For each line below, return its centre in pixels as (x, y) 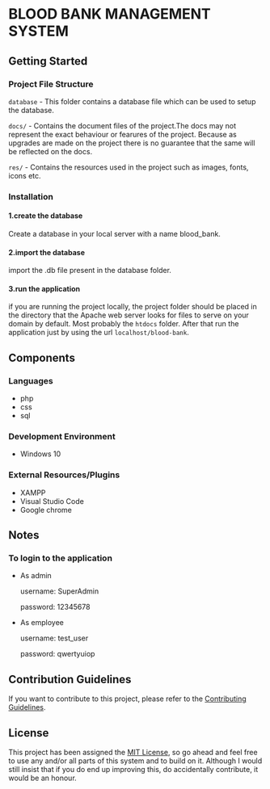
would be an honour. (42, 778)
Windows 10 (40, 454)
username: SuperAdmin (59, 591)
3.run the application (44, 288)
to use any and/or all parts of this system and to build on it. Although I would (135, 761)
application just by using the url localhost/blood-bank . (99, 333)
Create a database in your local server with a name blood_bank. (114, 234)
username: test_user (54, 638)
